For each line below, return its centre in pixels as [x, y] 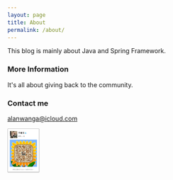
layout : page [27, 15]
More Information [38, 69]
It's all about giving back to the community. [70, 84]
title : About [27, 22]
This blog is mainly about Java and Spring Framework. [87, 51]
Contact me [28, 103]
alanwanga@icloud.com [43, 118]
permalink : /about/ [36, 30]
